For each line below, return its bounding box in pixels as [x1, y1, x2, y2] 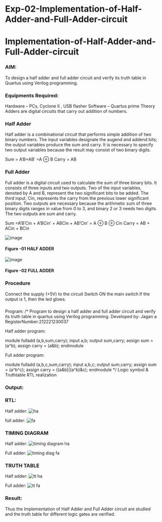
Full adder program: [5, 352, 45, 358]
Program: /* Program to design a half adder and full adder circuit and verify [5, 308, 156, 314]
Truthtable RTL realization [5, 372, 57, 378]
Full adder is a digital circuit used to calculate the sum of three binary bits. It [5, 180, 157, 185]
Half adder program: [5, 328, 46, 334]
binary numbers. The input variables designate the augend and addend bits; [5, 137, 157, 143]
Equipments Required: [5, 92, 59, 99]
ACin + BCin [5, 225, 30, 231]
